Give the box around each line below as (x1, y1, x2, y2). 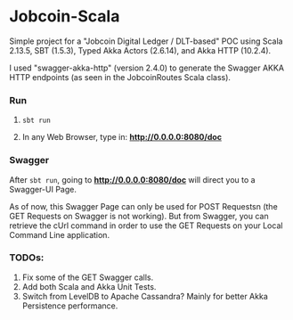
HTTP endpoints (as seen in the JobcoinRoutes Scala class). (9, 71, 232, 82)
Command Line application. (9, 229, 110, 240)
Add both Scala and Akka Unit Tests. (21, 281, 157, 291)
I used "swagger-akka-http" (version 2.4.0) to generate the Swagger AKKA (9, 62, 285, 73)
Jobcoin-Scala (9, 6, 120, 27)
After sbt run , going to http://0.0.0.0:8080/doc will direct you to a (9, 174, 256, 185)
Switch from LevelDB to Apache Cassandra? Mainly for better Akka (21, 291, 269, 301)
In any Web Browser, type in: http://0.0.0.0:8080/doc (21, 132, 223, 143)
